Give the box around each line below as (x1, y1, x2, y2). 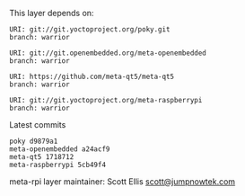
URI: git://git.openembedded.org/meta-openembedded (9, 49, 206, 58)
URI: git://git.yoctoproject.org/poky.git (9, 25, 171, 34)
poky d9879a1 (9, 137, 58, 146)
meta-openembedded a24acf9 (9, 145, 110, 154)
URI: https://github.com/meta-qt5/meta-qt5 (9, 72, 175, 81)
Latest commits (9, 120, 66, 129)
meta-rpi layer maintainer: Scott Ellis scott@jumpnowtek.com (9, 176, 236, 187)
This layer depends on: (9, 8, 94, 18)
